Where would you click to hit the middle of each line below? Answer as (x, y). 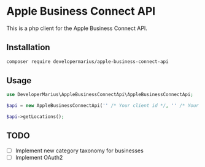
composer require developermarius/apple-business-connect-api (87, 61)
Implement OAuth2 (39, 157)
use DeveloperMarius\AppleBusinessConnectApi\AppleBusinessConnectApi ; (100, 95)
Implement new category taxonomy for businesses (79, 150)
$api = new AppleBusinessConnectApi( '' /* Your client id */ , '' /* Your (103, 106)
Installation (28, 47)
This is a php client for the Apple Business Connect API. (77, 28)
